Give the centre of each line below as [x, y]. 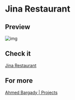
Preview [18, 27]
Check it [18, 54]
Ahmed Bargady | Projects [31, 92]
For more [19, 81]
